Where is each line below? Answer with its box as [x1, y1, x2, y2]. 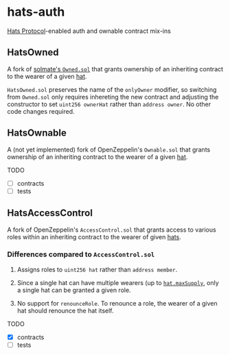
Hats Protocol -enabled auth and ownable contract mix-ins [7, 27, 172, 35]
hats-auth [7, 4, 65, 20]
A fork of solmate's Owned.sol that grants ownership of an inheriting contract [7, 64, 224, 73]
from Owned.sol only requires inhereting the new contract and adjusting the [7, 93, 219, 101]
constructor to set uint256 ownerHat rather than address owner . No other [7, 100, 211, 108]
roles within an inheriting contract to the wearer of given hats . [7, 232, 182, 241]
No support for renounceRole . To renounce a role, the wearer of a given [16, 299, 218, 307]
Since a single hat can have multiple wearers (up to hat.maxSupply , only [16, 278, 220, 286]
